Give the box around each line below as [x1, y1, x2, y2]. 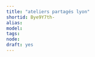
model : [6, 25, 23, 31]
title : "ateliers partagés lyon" [6, 8, 90, 15]
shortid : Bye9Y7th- [6, 14, 55, 20]
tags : [6, 31, 20, 37]
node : [6, 36, 20, 42]
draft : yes [6, 42, 34, 48]
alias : [6, 20, 23, 26]
